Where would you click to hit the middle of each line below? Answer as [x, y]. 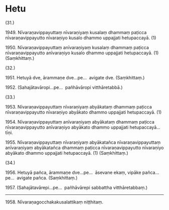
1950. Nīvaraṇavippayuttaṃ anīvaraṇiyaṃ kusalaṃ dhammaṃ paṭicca [77, 47]
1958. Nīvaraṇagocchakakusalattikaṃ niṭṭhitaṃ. [54, 202]
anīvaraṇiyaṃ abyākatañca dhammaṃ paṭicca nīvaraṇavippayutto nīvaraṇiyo [84, 147]
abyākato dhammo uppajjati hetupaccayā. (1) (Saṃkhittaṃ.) [67, 153]
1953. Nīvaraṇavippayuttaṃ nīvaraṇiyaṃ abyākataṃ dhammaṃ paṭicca [78, 107]
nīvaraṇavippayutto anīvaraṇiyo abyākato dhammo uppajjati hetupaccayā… [83, 127]
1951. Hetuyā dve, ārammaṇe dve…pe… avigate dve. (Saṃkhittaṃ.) [75, 77]
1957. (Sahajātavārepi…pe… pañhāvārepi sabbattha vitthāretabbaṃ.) [76, 187]
